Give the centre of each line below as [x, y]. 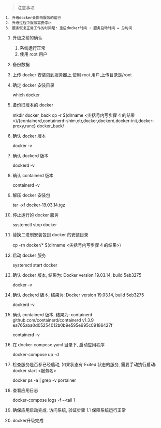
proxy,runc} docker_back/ [38, 126]
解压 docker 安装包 [31, 195]
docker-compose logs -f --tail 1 [44, 400]
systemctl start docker [35, 265]
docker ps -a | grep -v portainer [44, 380]
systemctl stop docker [35, 225]
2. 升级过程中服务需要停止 [29, 23]
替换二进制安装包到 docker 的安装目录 [50, 235]
